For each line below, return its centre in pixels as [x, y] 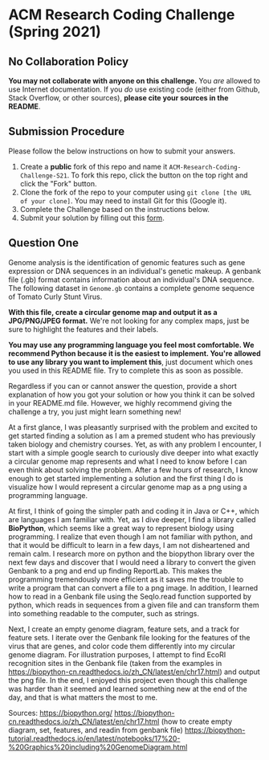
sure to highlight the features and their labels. [84, 329]
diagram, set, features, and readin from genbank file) [96, 729]
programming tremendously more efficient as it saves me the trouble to [126, 579]
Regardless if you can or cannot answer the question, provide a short [122, 386]
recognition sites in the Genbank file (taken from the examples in [115, 663]
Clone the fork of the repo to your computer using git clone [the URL [136, 192]
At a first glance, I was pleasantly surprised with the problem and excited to [133, 427]
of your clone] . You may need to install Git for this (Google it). [123, 200]
